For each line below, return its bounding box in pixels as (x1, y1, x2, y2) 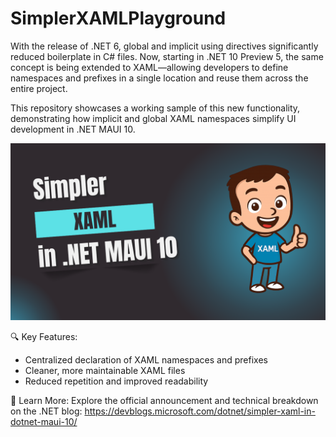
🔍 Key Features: (10, 331, 78, 343)
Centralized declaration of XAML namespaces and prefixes (24, 354, 268, 366)
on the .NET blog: (10, 405, 83, 417)
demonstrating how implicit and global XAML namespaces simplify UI (10, 112, 297, 124)
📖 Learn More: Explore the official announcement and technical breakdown (10, 395, 319, 407)
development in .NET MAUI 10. (10, 123, 136, 135)
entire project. (10, 82, 68, 94)
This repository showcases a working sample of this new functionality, (10, 102, 301, 114)
